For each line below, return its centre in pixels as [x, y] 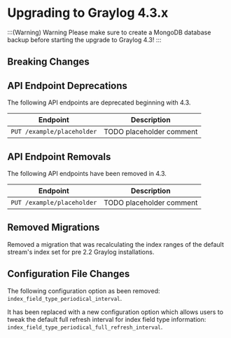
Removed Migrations [54, 228]
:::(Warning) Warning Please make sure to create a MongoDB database [109, 32]
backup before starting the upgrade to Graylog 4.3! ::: [84, 39]
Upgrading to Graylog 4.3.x [88, 13]
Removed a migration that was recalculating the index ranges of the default [115, 244]
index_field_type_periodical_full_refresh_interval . [85, 327]
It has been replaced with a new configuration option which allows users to [115, 312]
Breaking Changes [48, 62]
